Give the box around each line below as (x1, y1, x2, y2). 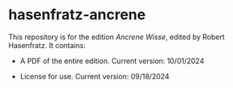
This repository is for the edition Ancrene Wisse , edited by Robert (8, 32, 225, 42)
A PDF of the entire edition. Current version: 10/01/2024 (19, 56, 205, 66)
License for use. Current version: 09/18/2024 (19, 71, 170, 81)
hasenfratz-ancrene (8, 6, 146, 24)
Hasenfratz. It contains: (8, 40, 86, 50)
